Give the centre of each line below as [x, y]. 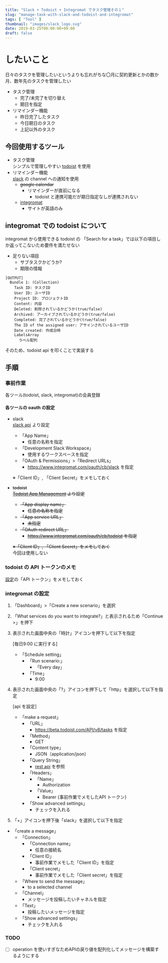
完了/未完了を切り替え [43, 98]
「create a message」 [35, 831]
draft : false [19, 33]
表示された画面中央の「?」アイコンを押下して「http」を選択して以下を [86, 690]
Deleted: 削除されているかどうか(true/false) [58, 309]
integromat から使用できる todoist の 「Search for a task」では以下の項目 [81, 239]
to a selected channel [50, 887]
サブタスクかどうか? [41, 262]
